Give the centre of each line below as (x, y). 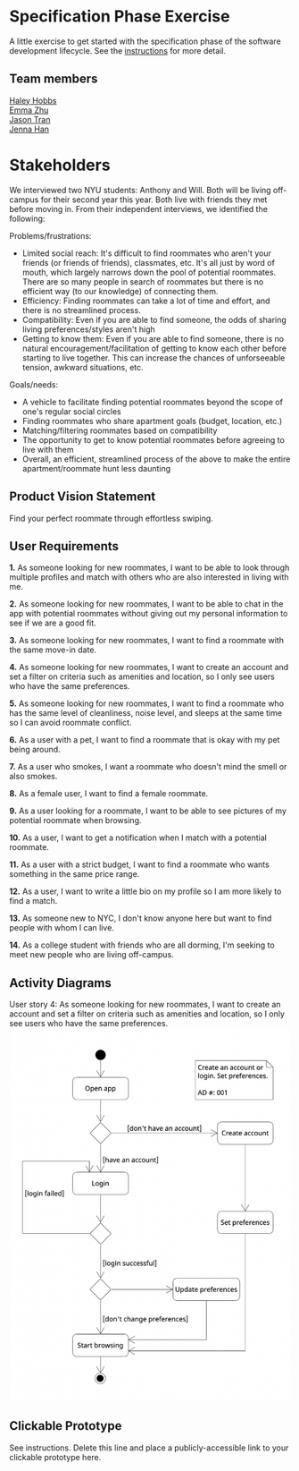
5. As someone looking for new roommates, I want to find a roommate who (146, 703)
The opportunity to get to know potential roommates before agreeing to (154, 439)
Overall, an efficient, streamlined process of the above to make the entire (156, 459)
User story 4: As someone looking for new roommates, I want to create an (145, 1005)
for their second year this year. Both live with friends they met (154, 200)
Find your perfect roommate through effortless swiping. (112, 518)
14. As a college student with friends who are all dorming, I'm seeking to (142, 945)
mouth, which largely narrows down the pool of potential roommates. (149, 272)
